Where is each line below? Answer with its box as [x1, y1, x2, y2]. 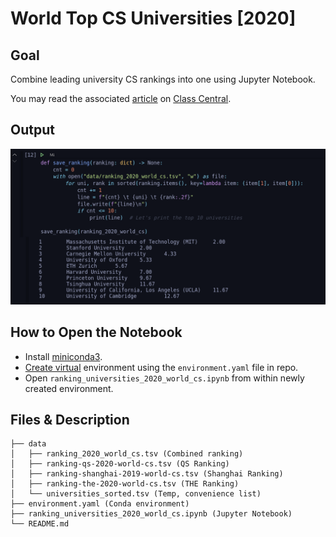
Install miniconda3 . [24, 350, 103, 362]
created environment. [24, 382, 114, 394]
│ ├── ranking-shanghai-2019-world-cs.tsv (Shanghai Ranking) [10, 469, 284, 479]
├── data [10, 439, 47, 449]
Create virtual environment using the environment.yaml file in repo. [24, 361, 299, 373]
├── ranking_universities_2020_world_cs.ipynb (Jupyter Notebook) [10, 509, 293, 519]
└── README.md [10, 519, 70, 529]
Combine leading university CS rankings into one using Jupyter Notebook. [10, 73, 316, 85]
